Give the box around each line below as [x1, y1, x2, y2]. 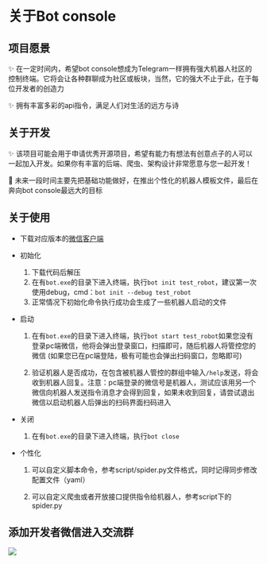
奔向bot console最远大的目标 [8, 185, 103, 195]
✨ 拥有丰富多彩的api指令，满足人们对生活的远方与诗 [8, 101, 180, 110]
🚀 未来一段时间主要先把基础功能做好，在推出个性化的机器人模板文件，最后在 [8, 176, 259, 185]
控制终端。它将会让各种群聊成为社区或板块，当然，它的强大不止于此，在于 [8, 74, 252, 83]
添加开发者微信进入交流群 [8, 526, 133, 539]
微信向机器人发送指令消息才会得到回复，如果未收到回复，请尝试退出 [31, 387, 255, 397]
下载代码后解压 [31, 267, 81, 276]
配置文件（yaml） [31, 474, 90, 485]
